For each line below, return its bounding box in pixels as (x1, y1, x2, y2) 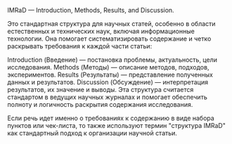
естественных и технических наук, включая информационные (7, 27, 195, 35)
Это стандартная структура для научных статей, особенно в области (7, 20, 216, 27)
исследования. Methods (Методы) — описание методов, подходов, (7, 63, 210, 71)
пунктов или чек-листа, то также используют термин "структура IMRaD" (7, 122, 226, 129)
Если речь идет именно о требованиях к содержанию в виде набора (7, 114, 214, 122)
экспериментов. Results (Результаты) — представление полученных (7, 70, 213, 79)
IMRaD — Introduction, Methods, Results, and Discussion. (7, 6, 174, 14)
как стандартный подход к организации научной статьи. (7, 129, 178, 137)
